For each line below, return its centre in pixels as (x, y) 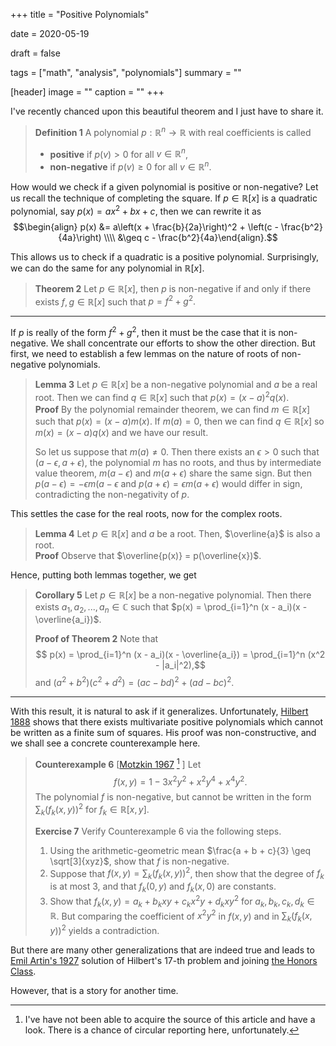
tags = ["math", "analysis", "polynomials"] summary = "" (126, 72)
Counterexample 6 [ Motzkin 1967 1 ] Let (118, 763)
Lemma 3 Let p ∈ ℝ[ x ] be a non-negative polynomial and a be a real (176, 384)
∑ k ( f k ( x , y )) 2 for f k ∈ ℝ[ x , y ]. (92, 810)
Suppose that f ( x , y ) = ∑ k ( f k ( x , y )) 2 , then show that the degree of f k (187, 873)
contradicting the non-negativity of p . (112, 494)
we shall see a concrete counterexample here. (105, 743)
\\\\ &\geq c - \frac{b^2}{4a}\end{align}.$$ (190, 237)
